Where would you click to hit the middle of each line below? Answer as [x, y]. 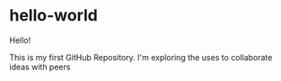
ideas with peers [40, 67]
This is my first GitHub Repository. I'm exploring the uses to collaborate [141, 57]
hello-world [54, 16]
